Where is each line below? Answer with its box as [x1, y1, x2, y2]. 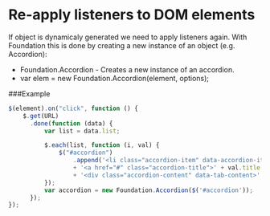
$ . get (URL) [22, 112, 59, 120]
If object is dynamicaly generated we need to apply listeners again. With [8, 32, 247, 42]
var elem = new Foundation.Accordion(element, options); [19, 73, 210, 83]
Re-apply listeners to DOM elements [8, 6, 256, 24]
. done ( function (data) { [29, 119, 113, 128]
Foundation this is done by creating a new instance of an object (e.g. [8, 40, 235, 50]
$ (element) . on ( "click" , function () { [8, 104, 138, 112]
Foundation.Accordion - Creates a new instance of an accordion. [19, 64, 235, 74]
